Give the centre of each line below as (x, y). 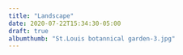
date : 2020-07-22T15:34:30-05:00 (65, 23)
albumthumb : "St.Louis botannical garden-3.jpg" (92, 38)
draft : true (28, 31)
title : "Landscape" (41, 16)
